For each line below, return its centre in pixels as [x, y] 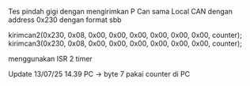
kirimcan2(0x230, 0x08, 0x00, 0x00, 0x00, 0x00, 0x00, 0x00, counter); [125, 35]
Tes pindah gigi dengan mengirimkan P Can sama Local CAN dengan [121, 11]
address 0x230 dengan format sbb [65, 20]
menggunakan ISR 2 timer [50, 59]
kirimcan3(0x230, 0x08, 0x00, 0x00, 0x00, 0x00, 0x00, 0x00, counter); [125, 43]
